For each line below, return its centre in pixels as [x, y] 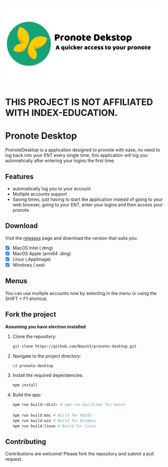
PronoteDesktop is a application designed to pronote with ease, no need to [83, 150]
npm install [25, 385]
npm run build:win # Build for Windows [54, 421]
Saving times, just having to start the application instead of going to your [88, 199]
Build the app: [27, 395]
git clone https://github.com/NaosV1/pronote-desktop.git [74, 346]
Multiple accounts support [40, 194]
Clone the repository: [34, 336]
